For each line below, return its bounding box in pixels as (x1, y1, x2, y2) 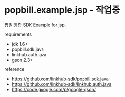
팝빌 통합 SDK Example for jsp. (4, 22, 66, 28)
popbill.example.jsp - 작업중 (4, 4, 120, 16)
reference (4, 66, 25, 72)
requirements (4, 32, 32, 37)
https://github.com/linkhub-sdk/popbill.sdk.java (11, 76, 109, 82)
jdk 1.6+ (11, 41, 28, 47)
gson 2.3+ (11, 57, 33, 63)
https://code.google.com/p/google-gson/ (11, 86, 96, 92)
